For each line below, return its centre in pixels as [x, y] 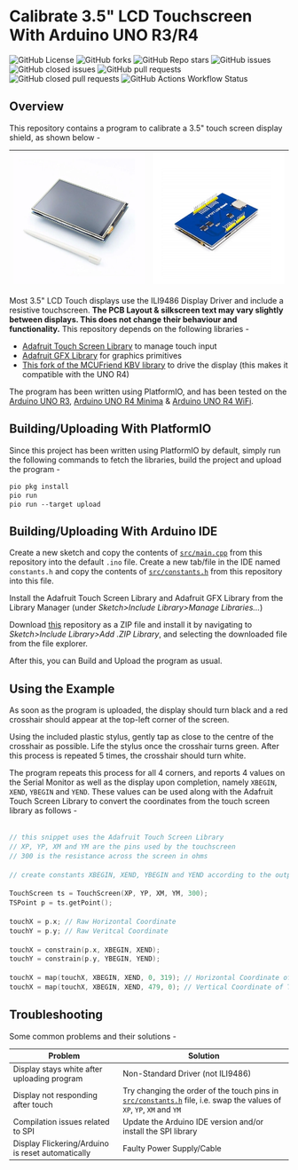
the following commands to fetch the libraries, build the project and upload [145, 460]
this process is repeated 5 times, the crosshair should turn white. [128, 755]
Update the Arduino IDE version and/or [193, 1122]
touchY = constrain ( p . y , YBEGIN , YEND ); [85, 959]
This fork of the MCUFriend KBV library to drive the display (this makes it [155, 365]
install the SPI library [160, 1131]
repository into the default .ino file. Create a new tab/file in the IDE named [145, 562]
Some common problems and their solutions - [93, 1036]
